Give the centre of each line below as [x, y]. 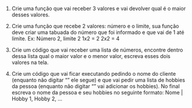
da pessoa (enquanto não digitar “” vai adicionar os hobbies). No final [96, 86]
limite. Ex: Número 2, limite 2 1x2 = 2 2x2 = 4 [66, 38]
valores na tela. [30, 62]
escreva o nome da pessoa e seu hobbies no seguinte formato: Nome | [97, 92]
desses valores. [30, 15]
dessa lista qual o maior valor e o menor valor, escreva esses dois [91, 56]
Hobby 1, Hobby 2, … [37, 99]
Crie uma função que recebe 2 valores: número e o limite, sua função [95, 26]
